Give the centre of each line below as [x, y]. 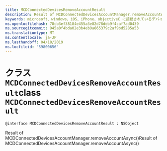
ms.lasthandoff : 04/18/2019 [34, 42]
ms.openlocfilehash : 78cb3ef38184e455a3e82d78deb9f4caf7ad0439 [72, 24]
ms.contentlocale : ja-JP [31, 38]
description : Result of [30, 14]
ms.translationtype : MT [30, 33]
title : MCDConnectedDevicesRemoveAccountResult [55, 10]
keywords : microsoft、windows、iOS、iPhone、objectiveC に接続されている [79, 19]
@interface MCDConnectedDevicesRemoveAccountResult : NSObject [72, 123]
